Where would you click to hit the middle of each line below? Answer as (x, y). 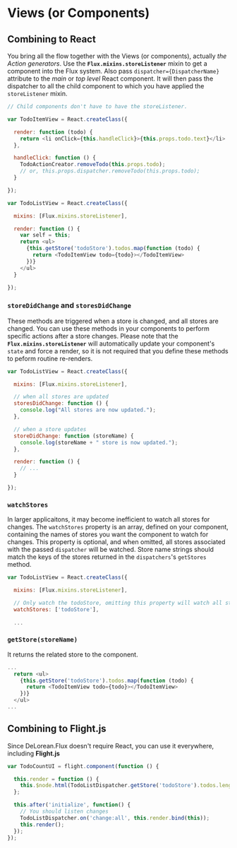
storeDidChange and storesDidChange (69, 305)
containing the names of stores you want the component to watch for (108, 534)
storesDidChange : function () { (61, 404)
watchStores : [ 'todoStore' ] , (56, 609)
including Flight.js (34, 753)
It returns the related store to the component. (73, 654)
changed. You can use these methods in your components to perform (108, 328)
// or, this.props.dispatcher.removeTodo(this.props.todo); (110, 171)
